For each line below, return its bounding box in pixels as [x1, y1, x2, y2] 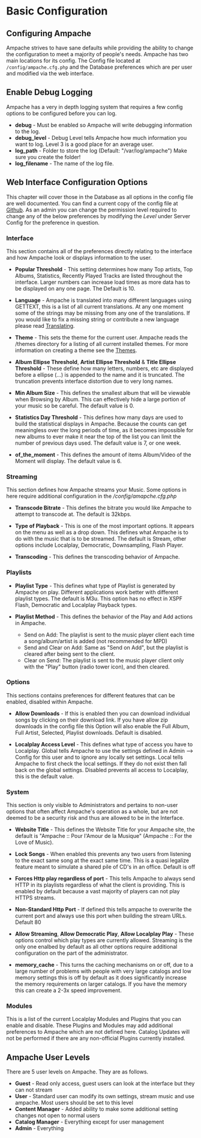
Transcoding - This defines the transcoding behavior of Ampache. [14, 553, 180, 561]
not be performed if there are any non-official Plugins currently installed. [6, 1035, 186, 1042]
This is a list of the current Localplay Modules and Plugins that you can [6, 1016, 181, 1023]
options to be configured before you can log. [6, 110, 117, 117]
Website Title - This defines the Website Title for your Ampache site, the [14, 826, 195, 833]
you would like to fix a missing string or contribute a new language [14, 315, 179, 323]
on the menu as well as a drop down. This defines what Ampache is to [14, 529, 189, 536]
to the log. [14, 128, 40, 135]
